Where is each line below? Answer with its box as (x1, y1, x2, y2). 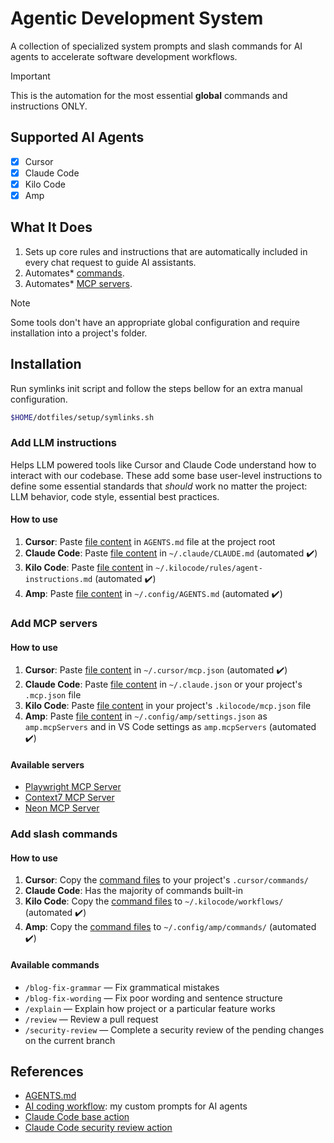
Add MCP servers (10, 616, 98, 630)
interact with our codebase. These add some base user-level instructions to (10, 469, 323, 481)
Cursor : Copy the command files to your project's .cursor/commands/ (24, 874, 309, 886)
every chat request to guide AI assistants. (24, 256, 197, 268)
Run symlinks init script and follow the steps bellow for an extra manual (10, 382, 303, 394)
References (10, 1063, 84, 1081)
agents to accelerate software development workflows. (10, 50, 238, 62)
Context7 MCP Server (24, 792, 115, 804)
